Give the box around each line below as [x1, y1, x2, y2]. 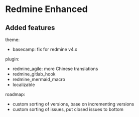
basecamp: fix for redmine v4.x [12, 46, 78, 52]
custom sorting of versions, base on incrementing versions [12, 101, 134, 107]
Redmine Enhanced [5, 3, 88, 15]
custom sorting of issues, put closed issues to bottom [12, 106, 124, 112]
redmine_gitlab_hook [12, 71, 56, 77]
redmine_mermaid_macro [12, 76, 65, 82]
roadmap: [5, 91, 25, 97]
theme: [5, 36, 20, 42]
